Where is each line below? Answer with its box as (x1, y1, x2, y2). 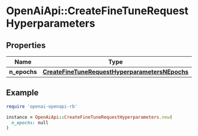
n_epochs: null (11, 119, 49, 125)
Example (6, 88, 39, 98)
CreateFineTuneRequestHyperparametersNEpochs (42, 68, 189, 76)
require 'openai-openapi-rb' (6, 103, 78, 109)
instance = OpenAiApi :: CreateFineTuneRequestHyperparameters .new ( (6, 114, 173, 120)
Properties (6, 40, 46, 50)
